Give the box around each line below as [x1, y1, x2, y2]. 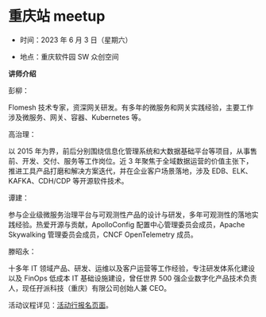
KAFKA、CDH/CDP [8, 176, 71, 185]
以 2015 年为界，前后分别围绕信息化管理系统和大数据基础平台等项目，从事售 [8, 146, 258, 156]
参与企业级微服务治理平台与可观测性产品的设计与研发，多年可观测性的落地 [8, 210, 252, 219]
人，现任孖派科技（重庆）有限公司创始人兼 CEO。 [8, 283, 172, 292]
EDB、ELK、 [211, 166, 253, 176]
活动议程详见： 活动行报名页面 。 [8, 300, 113, 310]
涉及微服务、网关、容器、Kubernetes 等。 [8, 112, 145, 122]
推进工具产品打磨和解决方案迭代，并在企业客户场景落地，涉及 [8, 166, 210, 176]
